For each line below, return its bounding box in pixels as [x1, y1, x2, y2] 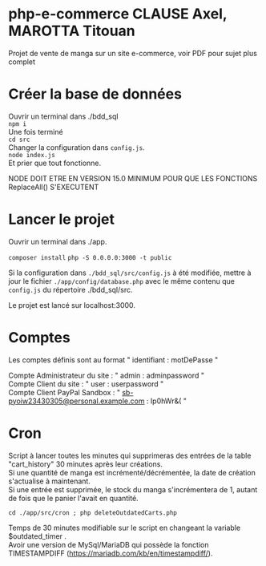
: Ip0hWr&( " [146, 396, 187, 406]
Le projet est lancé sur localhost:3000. [8, 300, 136, 309]
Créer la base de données [8, 85, 183, 103]
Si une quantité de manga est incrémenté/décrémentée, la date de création [8, 467, 256, 477]
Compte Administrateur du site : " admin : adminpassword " [8, 370, 204, 380]
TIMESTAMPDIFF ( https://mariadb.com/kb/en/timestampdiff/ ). [8, 548, 213, 558]
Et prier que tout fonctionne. [8, 158, 102, 168]
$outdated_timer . [8, 531, 66, 541]
